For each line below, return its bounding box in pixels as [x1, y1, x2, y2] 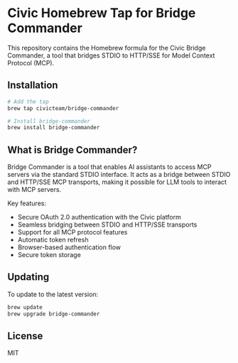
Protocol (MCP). [7, 58, 55, 67]
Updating [7, 271, 50, 283]
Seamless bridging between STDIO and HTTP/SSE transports [17, 220, 198, 229]
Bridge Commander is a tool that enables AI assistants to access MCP [7, 163, 212, 171]
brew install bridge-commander [7, 124, 100, 131]
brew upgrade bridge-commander [7, 310, 100, 318]
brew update [7, 303, 43, 310]
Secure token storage [17, 251, 82, 259]
